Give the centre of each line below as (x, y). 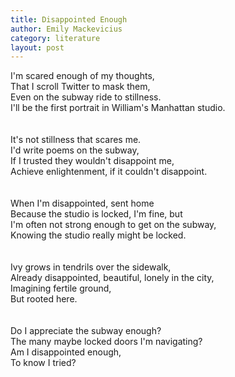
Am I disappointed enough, (66, 352)
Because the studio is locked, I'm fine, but (96, 214)
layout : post (37, 47)
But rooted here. (44, 299)
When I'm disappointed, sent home (82, 203)
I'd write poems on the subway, (75, 150)
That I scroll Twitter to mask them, (80, 87)
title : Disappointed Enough (69, 19)
